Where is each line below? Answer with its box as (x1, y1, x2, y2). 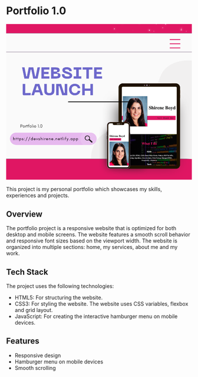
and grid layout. (14, 307, 53, 314)
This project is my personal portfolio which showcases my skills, (6, 186, 162, 193)
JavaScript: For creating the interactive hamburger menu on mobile (14, 313, 178, 320)
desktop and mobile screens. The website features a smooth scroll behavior (6, 231, 190, 238)
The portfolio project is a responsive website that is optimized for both (6, 225, 177, 232)
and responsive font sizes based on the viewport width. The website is (6, 237, 178, 244)
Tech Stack (6, 267, 48, 277)
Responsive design (14, 352, 61, 359)
